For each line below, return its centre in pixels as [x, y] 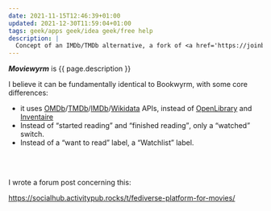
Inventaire [37, 117]
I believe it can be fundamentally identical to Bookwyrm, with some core [128, 85]
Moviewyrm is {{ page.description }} [70, 68]
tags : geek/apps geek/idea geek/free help [81, 31]
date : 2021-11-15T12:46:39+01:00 [65, 16]
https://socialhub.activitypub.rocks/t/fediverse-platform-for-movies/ [122, 198]
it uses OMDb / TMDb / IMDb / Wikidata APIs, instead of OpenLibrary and [136, 109]
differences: [28, 93]
